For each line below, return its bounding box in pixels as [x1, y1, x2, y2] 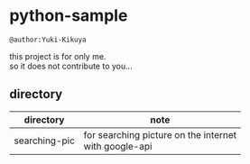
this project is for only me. [9, 50, 106, 61]
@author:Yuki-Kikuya [9, 35, 88, 44]
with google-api [83, 140, 153, 152]
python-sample [9, 5, 128, 26]
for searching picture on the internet [83, 128, 237, 141]
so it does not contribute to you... [9, 60, 133, 71]
